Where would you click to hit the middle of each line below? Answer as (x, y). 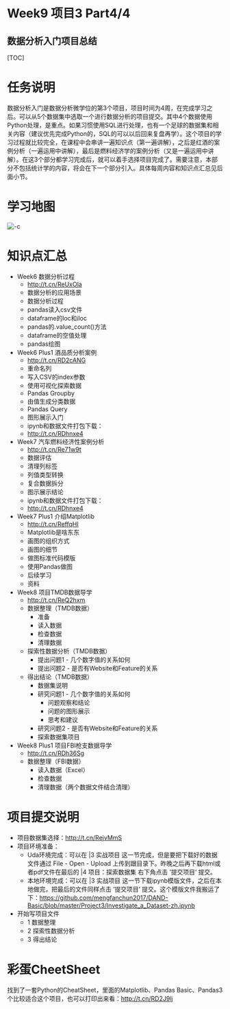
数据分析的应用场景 (54, 292)
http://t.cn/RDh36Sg (55, 753)
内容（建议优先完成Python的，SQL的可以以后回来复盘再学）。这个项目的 (114, 133)
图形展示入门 (45, 417)
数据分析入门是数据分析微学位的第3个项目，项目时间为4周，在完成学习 (107, 108)
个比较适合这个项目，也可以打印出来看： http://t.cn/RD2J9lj (90, 998)
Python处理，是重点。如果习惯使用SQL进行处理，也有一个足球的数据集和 (110, 125)
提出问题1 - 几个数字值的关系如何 (84, 660)
